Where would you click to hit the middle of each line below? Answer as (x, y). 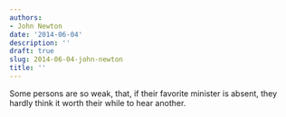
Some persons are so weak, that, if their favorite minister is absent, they (143, 93)
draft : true (32, 51)
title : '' (28, 68)
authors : (26, 18)
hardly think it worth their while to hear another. (98, 103)
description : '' (40, 43)
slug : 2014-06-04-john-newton (67, 59)
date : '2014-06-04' (46, 34)
